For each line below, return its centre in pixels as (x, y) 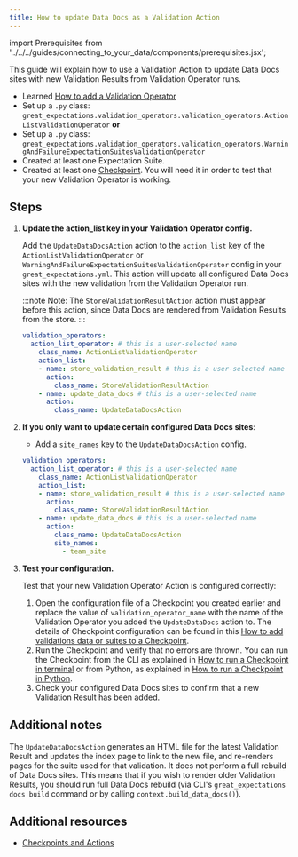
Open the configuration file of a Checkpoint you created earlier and (158, 603)
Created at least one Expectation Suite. (94, 160)
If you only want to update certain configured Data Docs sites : (138, 427)
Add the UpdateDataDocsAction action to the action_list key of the (144, 246)
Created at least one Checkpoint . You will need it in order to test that (147, 170)
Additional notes (56, 725)
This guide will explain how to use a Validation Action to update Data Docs (145, 69)
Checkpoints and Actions (68, 843)
